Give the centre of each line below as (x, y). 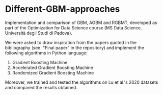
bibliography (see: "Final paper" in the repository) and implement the (75, 47)
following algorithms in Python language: (46, 53)
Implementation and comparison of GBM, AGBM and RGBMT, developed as (81, 23)
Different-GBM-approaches (63, 9)
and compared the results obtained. (41, 87)
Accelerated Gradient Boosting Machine (53, 68)
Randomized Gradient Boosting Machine (53, 72)
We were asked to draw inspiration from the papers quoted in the (71, 42)
